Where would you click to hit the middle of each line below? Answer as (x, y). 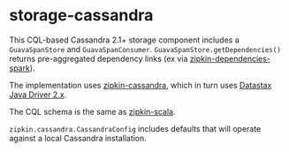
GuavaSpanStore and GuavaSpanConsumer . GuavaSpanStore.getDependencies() (145, 49)
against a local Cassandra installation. (78, 138)
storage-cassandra (81, 15)
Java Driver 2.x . (38, 95)
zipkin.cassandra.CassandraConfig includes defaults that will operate (135, 128)
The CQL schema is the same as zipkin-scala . (92, 111)
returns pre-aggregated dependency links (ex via (99, 58)
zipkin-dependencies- (230, 58)
